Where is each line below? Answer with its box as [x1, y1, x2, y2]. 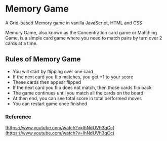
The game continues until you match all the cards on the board [12, 89, 144, 96]
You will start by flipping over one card [12, 68, 94, 74]
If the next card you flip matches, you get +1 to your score [12, 74, 134, 80]
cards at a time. [5, 40, 38, 46]
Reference [5, 113, 31, 120]
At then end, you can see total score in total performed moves [12, 95, 142, 101]
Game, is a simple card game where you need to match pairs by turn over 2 [5, 35, 162, 41]
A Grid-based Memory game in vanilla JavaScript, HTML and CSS [5, 20, 143, 26]
